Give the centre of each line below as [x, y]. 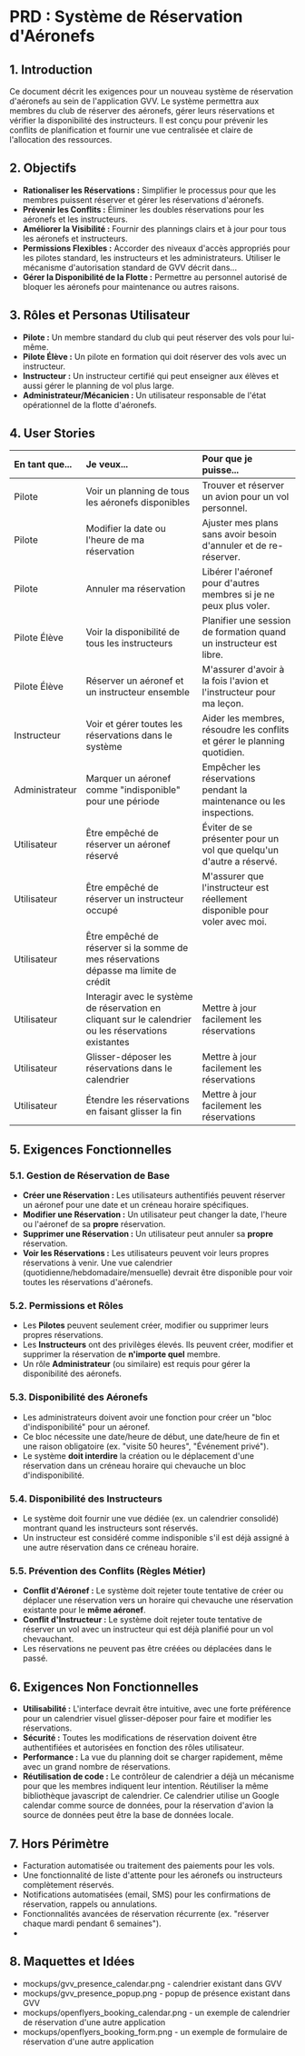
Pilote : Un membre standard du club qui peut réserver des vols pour [151, 337]
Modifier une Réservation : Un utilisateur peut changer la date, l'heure [155, 1214]
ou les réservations [127, 1031]
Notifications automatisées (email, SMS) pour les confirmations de [146, 1894]
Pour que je [227, 459]
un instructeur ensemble [138, 693]
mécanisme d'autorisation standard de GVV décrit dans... [130, 267]
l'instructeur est [236, 888]
